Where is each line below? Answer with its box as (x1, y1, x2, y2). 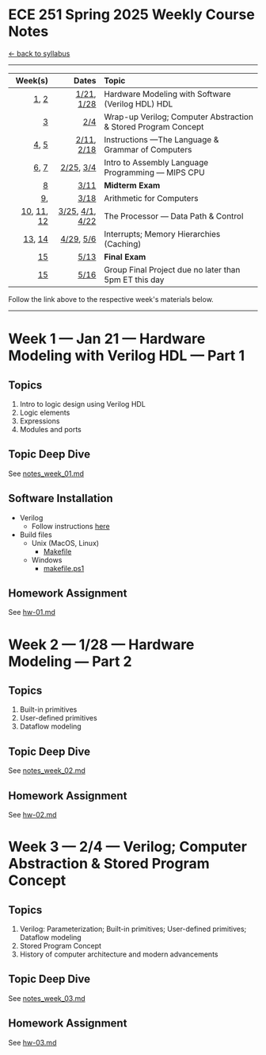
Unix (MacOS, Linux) (31, 538, 100, 547)
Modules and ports (19, 424, 82, 434)
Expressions (19, 415, 60, 426)
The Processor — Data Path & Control (104, 211, 244, 222)
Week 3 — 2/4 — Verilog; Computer (8, 838, 248, 856)
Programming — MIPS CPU (104, 167, 205, 178)
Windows (31, 555, 63, 565)
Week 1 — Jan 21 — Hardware (8, 330, 206, 348)
